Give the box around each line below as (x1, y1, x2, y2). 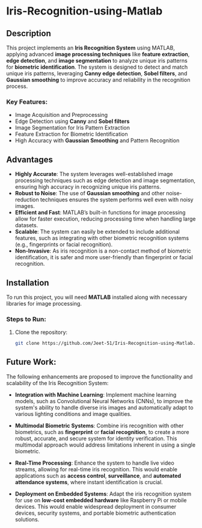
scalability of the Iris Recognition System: (6, 379, 109, 386)
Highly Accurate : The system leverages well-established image (14, 171, 173, 178)
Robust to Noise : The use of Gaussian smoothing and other (14, 190, 165, 197)
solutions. (14, 515, 40, 523)
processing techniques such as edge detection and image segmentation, (14, 177, 196, 184)
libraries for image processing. (6, 300, 82, 307)
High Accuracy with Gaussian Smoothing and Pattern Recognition (14, 137, 180, 144)
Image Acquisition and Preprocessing (14, 112, 108, 119)
